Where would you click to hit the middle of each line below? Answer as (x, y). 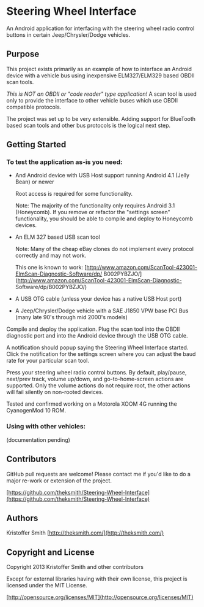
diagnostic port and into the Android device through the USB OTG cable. (97, 336)
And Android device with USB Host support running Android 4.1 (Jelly (102, 176)
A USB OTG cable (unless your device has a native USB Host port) (98, 299)
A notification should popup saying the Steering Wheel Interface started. (97, 347)
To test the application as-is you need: (64, 162)
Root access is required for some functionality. (74, 194)
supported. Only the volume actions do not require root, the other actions (98, 385)
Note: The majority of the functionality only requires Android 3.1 (95, 206)
